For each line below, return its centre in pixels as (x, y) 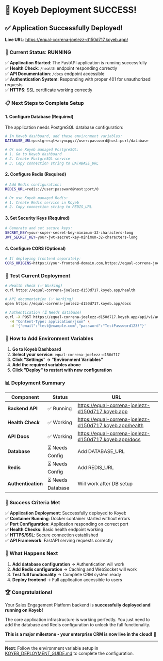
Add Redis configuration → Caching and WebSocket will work (74, 569)
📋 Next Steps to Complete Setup (44, 103)
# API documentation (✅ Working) (39, 299)
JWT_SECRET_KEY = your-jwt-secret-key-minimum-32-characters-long (71, 237)
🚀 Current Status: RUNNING (38, 52)
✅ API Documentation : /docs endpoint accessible (55, 74)
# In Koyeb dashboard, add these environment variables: (64, 136)
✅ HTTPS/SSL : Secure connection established (52, 535)
